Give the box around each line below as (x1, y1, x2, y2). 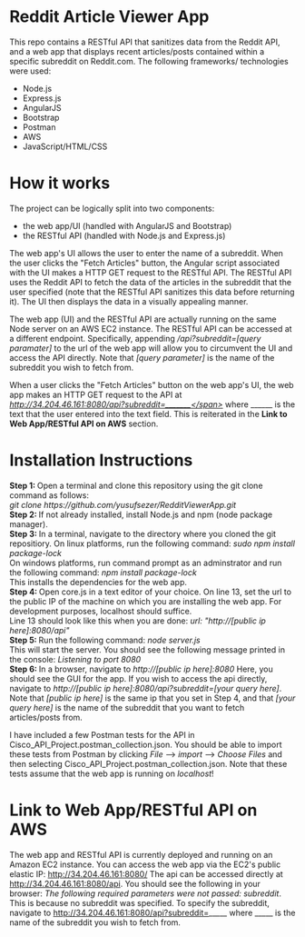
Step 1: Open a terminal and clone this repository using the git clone (9, 480, 263, 491)
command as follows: (9, 489, 89, 501)
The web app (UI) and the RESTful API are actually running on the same (9, 314, 277, 324)
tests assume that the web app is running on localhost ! (9, 768, 215, 779)
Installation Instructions (9, 450, 193, 471)
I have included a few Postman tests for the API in (9, 729, 195, 740)
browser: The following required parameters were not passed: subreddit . (9, 888, 281, 899)
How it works (9, 173, 111, 194)
